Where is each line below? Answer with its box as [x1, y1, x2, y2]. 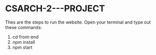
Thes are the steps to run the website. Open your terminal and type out [5, 19, 151, 25]
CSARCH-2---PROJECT [5, 3, 105, 14]
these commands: [5, 24, 42, 30]
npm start [12, 44, 32, 50]
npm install [12, 39, 35, 45]
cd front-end [12, 34, 39, 40]
